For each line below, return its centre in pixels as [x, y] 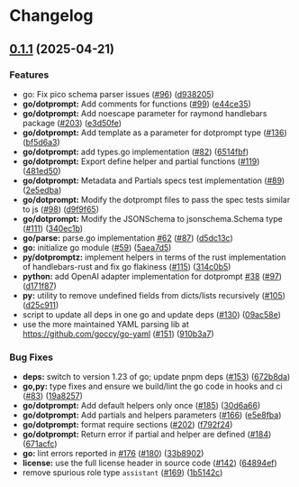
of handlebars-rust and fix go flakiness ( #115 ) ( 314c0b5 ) [127, 266]
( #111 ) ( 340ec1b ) [53, 228]
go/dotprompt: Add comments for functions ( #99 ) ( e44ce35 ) [137, 104]
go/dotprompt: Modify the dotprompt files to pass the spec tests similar [156, 199]
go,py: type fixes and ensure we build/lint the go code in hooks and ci [152, 386]
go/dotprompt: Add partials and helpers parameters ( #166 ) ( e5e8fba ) [152, 415]
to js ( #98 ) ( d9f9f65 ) [61, 209]
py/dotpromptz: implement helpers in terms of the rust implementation [154, 257]
